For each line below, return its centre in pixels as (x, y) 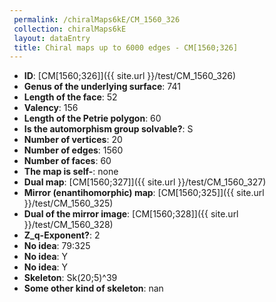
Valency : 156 (51, 108)
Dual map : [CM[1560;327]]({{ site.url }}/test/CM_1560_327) (145, 182)
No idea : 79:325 (57, 246)
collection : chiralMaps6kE (70, 29)
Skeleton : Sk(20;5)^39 (70, 278)
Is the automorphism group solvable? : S (108, 129)
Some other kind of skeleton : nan (93, 288)
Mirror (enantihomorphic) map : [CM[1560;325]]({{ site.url (144, 193)
